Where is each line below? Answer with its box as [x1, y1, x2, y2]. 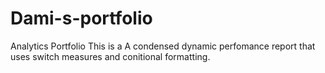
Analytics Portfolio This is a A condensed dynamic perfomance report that [10, 40, 316, 52]
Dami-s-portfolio [10, 7, 153, 30]
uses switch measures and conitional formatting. [10, 50, 211, 62]
